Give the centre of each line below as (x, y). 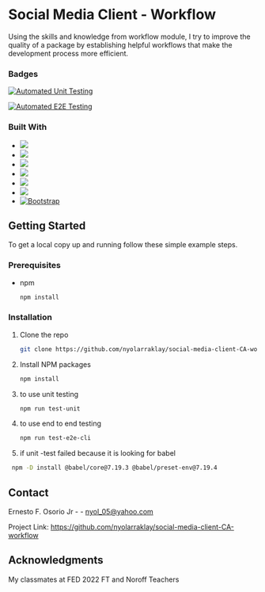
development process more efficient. (68, 53)
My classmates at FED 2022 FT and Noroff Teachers (94, 579)
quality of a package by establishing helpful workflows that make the (120, 44)
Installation (30, 317)
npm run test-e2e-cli (55, 438)
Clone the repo (44, 334)
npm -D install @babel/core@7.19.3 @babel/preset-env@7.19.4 (114, 468)
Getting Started (47, 225)
